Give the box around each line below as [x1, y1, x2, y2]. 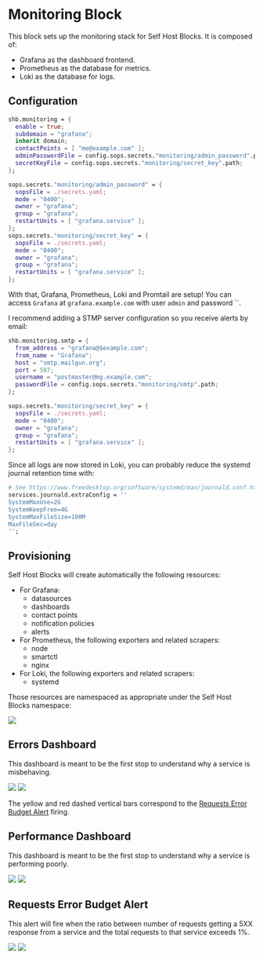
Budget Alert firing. [8, 807, 70, 816]
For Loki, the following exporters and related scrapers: [19, 669, 195, 679]
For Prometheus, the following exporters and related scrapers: [19, 635, 221, 645]
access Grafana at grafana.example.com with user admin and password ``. [8, 298, 241, 307]
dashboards [31, 602, 70, 612]
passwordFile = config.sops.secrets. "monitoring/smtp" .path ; [15, 381, 219, 389]
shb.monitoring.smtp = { [8, 337, 89, 345]
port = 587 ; [15, 366, 55, 374]
